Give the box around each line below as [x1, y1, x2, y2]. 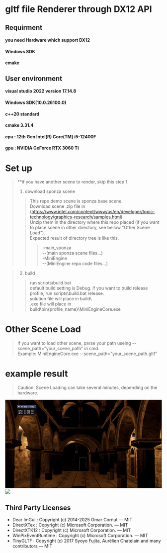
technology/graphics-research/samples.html [29, 214, 121, 220]
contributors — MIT [12, 543, 53, 549]
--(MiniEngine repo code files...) [42, 261, 108, 267]
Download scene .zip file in [29, 203, 85, 209]
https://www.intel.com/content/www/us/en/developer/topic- [31, 209, 155, 215]
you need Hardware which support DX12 [5, 37, 90, 43]
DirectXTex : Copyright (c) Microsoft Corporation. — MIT [12, 522, 128, 528]
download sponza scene [24, 188, 76, 194]
